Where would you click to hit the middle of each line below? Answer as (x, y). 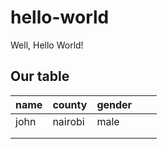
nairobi (68, 121)
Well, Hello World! (47, 45)
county (70, 104)
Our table (40, 76)
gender (114, 104)
